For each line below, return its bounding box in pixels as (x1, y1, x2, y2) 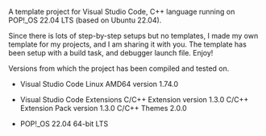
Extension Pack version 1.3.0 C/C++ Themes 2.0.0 (19, 104, 187, 113)
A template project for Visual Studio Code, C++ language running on (8, 7, 235, 16)
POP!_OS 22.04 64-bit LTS (19, 119, 109, 128)
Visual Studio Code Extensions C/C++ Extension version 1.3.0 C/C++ (19, 95, 249, 104)
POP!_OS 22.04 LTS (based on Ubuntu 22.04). (8, 15, 162, 25)
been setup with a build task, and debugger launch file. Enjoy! (8, 48, 214, 57)
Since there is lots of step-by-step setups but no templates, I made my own (8, 31, 259, 40)
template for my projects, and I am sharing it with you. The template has (8, 39, 247, 49)
